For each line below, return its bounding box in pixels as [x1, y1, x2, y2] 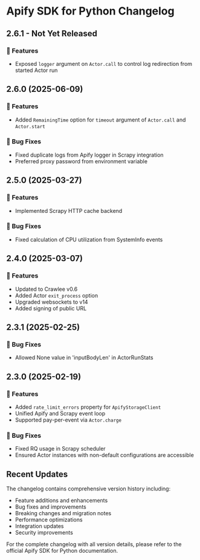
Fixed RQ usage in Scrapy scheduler [15, 445, 106, 452]
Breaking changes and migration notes [15, 510, 112, 517]
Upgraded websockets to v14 [15, 298, 89, 305]
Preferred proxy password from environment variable [15, 157, 148, 164]
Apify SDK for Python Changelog [6, 4, 175, 18]
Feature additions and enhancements [15, 497, 108, 504]
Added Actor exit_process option [15, 291, 98, 299]
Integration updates [15, 523, 65, 530]
